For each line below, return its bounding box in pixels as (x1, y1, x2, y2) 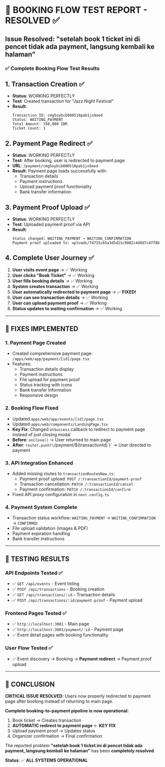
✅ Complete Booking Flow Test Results (5, 65, 100, 72)
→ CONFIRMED (12, 520, 38, 526)
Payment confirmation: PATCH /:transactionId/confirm (19, 486, 131, 492)
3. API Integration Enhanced (5, 459, 74, 466)
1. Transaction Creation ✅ (5, 80, 84, 88)
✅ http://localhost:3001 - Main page (12, 621, 89, 627)
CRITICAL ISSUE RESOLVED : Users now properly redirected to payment (5, 693, 151, 699)
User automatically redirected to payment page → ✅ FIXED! (12, 289, 137, 295)
